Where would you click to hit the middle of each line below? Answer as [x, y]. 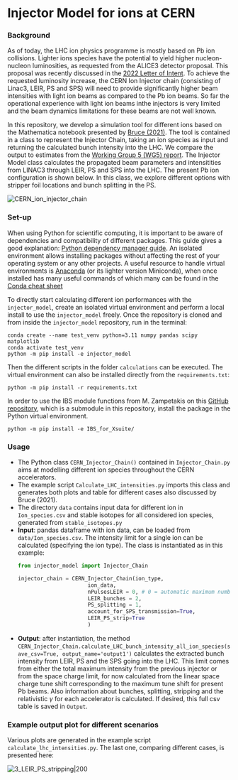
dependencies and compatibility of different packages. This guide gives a [115, 240]
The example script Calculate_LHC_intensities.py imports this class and [124, 485]
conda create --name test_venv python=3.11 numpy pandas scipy [103, 335]
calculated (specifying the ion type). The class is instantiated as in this [120, 546]
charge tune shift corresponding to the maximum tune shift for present [120, 683]
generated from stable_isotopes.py [70, 523]
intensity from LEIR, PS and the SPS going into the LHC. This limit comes [123, 661]
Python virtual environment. [48, 416]
